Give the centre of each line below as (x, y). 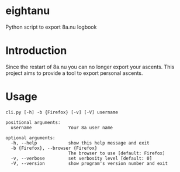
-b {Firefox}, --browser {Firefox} (54, 148)
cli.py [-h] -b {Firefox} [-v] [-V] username (62, 112)
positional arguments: (33, 122)
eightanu (28, 11)
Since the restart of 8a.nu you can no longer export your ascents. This (90, 67)
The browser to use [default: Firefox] (117, 153)
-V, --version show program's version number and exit (89, 163)
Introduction (36, 51)
